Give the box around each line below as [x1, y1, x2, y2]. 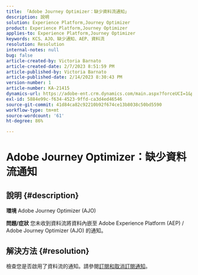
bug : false [6, 52, 33, 58]
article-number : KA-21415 [6, 85, 70, 91]
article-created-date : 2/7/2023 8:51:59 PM [6, 63, 115, 69]
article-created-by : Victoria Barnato [6, 58, 101, 64]
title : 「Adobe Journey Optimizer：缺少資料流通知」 [6, 8, 130, 15]
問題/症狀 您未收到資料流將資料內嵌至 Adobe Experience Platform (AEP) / [6, 220, 184, 227]
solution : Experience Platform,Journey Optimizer [6, 19, 131, 25]
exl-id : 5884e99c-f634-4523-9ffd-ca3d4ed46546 [6, 96, 123, 102]
